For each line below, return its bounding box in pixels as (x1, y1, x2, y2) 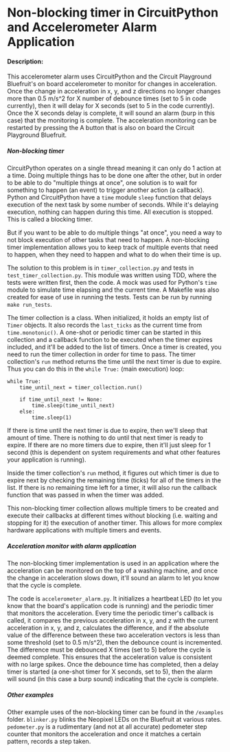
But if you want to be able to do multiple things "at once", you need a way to (7, 228, 222, 237)
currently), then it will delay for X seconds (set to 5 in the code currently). (7, 102, 215, 110)
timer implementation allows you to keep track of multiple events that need (7, 243, 218, 252)
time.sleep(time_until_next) (32, 402, 115, 409)
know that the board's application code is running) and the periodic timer (7, 602, 214, 610)
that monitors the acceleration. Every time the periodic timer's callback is (7, 609, 214, 617)
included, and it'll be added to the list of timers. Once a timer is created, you (7, 343, 222, 352)
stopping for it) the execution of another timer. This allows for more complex (7, 519, 223, 527)
